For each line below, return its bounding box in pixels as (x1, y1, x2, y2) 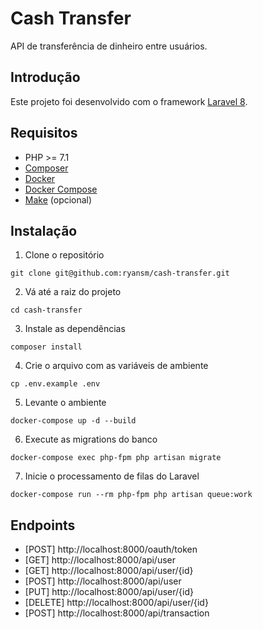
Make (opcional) (24, 193, 93, 206)
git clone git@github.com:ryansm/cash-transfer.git (10, 268, 230, 279)
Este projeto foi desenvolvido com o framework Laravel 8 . (10, 95, 248, 107)
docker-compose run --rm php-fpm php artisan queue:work (10, 490, 253, 500)
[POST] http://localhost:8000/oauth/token (24, 543, 198, 556)
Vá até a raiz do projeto (24, 286, 122, 298)
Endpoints (10, 517, 76, 534)
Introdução (10, 69, 81, 86)
